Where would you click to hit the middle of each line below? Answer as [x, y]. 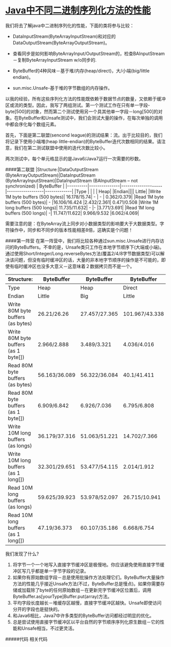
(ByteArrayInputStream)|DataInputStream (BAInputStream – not [72, 180]
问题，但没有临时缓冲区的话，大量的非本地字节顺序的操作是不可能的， [88, 260]
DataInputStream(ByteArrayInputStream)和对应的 [64, 36]
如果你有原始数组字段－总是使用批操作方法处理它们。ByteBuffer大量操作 [88, 577]
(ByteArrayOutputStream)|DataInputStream [50, 175]
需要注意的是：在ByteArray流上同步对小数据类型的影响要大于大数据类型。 [83, 223]
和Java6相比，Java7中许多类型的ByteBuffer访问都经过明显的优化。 [83, 615]
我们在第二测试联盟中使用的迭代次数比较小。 [61, 148]
